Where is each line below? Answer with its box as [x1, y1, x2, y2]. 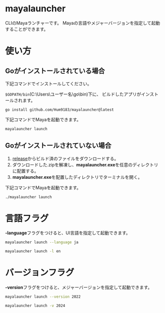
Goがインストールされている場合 [5, 66, 105, 75]
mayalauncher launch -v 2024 [5, 303, 65, 308]
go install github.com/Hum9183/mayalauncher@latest [5, 107, 114, 112]
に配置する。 [12, 168, 39, 174]
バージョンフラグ [5, 267, 74, 278]
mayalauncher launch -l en [5, 249, 61, 254]
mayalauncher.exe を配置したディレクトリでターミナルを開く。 [12, 174, 143, 180]
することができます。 [5, 26, 49, 32]
